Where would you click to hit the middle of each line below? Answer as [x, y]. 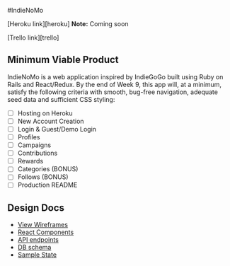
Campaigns [34, 145]
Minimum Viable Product [63, 60]
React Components [46, 232]
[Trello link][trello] [33, 37]
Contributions [38, 153]
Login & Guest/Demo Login [57, 129]
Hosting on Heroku [45, 113]
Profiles [29, 137]
